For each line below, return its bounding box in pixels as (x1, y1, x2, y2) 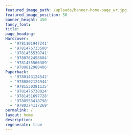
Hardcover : (5, 36, 29, 42)
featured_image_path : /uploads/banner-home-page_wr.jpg (5, 7, 127, 13)
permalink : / (5, 108, 33, 113)
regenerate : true (5, 122, 42, 127)
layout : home (5, 112, 33, 118)
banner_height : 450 (5, 17, 47, 22)
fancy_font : (5, 22, 31, 27)
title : (5, 27, 19, 32)
